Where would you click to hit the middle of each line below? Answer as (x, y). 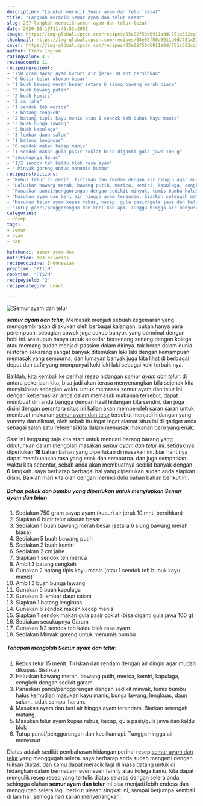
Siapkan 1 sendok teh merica (51, 557)
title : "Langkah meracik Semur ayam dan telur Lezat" (76, 17)
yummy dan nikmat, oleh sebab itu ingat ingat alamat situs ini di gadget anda (102, 421)
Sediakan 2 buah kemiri (45, 545)
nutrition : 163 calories (38, 258)
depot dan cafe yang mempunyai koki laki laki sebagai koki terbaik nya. (95, 364)
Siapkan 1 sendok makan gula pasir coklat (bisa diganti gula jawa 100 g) (105, 615)
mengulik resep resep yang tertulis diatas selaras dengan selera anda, (94, 777)
